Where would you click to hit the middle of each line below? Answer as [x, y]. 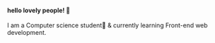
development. [27, 33]
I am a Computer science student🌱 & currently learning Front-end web [108, 25]
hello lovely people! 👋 [39, 10]
